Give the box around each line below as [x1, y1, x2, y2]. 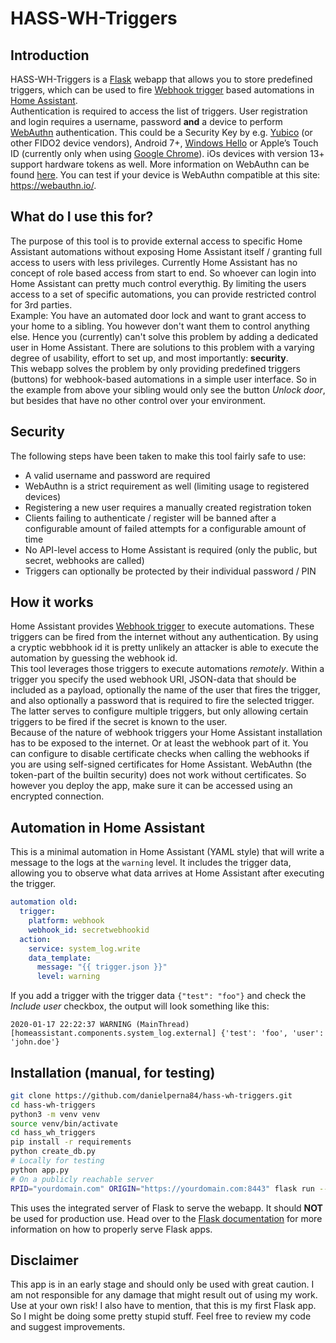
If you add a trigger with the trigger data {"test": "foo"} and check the [10, 990, 307, 1002]
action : [19, 934, 52, 944]
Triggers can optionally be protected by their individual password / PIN [24, 565, 317, 577]
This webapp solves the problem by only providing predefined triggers [10, 362, 301, 374]
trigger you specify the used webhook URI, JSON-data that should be [10, 673, 297, 686]
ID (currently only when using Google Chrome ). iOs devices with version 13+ [10, 148, 325, 159]
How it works [10, 594, 94, 611]
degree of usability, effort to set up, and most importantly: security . [10, 352, 289, 364]
